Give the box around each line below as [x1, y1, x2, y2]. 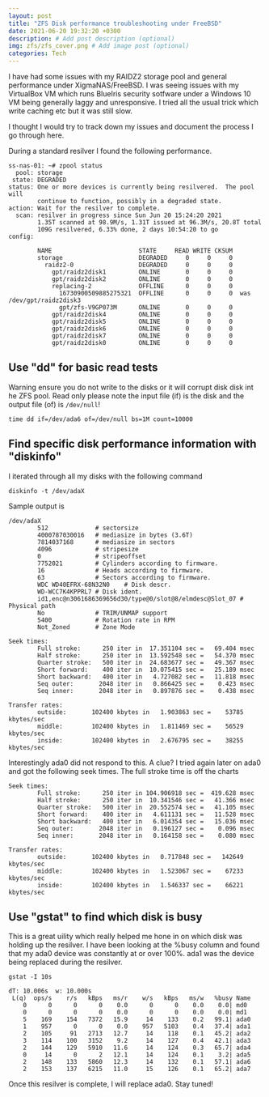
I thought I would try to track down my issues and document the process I [8, 122, 254, 131]
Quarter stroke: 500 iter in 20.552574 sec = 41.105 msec [37, 803, 254, 811]
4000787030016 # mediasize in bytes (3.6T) [37, 531, 194, 539]
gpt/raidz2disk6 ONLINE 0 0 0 [51, 325, 233, 333]
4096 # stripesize [37, 545, 139, 553]
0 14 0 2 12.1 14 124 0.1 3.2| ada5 [23, 1051, 251, 1059]
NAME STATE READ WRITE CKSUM [37, 247, 233, 255]
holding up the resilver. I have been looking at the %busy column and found [8, 940, 260, 950]
